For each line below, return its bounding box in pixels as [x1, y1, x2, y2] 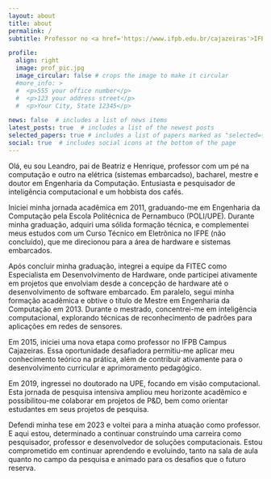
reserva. [8, 463, 36, 473]
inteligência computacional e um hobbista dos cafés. [8, 187, 184, 197]
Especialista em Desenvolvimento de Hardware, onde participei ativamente [8, 269, 258, 279]
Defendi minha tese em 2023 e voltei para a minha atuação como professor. [8, 420, 261, 430]
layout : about [8, 11, 56, 20]
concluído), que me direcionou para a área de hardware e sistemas [8, 236, 231, 247]
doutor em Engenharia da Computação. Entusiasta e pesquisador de [8, 178, 236, 188]
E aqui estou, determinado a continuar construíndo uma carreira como [8, 428, 242, 438]
